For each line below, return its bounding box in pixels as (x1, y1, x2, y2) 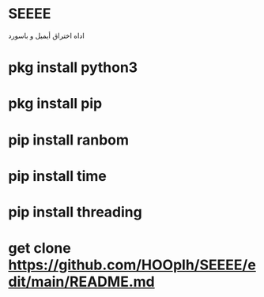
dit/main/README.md (8, 273, 156, 291)
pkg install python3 (8, 58, 138, 77)
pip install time (8, 167, 107, 185)
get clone (8, 239, 71, 258)
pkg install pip (8, 95, 103, 113)
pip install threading (8, 203, 142, 221)
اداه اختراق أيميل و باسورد (8, 31, 85, 40)
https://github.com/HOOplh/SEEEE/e (8, 256, 257, 274)
